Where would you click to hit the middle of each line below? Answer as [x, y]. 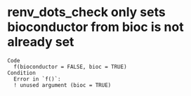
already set [41, 42]
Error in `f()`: [37, 79]
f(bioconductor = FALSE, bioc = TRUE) [71, 67]
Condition [22, 73]
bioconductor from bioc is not [95, 27]
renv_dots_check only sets [87, 12]
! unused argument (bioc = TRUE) [62, 85]
